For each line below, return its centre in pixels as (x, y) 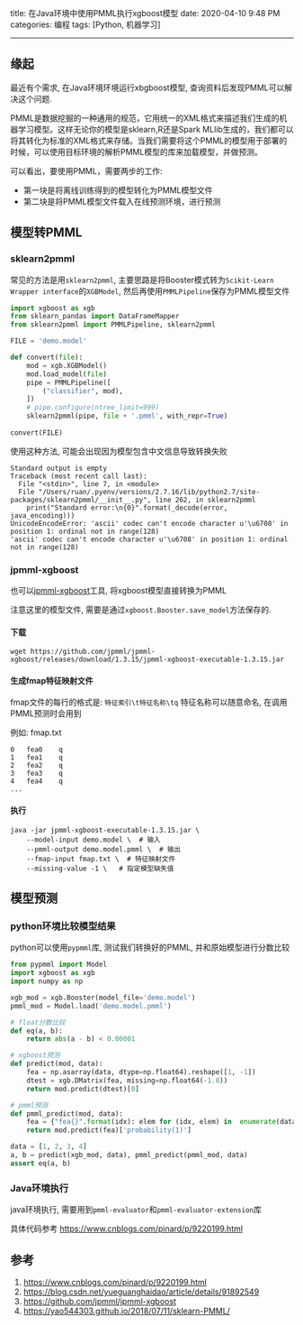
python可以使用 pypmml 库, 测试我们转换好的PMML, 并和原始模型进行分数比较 (150, 948)
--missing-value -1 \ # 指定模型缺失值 (100, 869)
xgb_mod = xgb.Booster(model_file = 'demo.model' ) (103, 998)
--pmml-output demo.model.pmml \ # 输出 (103, 849)
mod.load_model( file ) (67, 374)
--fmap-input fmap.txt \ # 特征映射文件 (101, 859)
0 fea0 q (37, 750)
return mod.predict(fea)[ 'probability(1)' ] (109, 1130)
